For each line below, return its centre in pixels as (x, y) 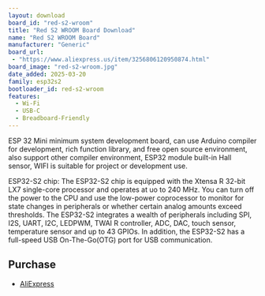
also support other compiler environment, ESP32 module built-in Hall (120, 157)
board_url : (26, 52)
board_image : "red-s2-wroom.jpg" (63, 67)
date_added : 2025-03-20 (47, 74)
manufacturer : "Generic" (49, 45)
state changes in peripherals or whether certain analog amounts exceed (125, 206)
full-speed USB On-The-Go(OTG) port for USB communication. (110, 240)
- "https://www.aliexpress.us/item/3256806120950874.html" (111, 60)
